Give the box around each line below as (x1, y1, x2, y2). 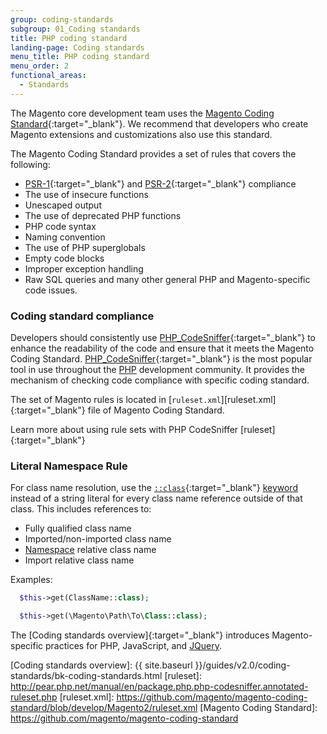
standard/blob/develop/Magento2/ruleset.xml (10, 702, 198, 714)
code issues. (24, 284, 78, 296)
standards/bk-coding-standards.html (10, 670, 163, 682)
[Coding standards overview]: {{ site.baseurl (10, 659, 193, 671)
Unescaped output (24, 199, 102, 211)
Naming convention (24, 231, 106, 243)
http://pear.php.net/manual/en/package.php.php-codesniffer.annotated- (10, 681, 309, 693)
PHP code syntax (24, 220, 97, 232)
